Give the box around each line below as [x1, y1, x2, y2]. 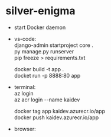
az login [14, 90, 34, 97]
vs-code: [14, 35, 37, 42]
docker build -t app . [14, 65, 64, 72]
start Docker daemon [14, 24, 66, 31]
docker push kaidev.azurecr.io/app [14, 114, 99, 121]
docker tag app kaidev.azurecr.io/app [14, 107, 106, 114]
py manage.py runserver [14, 47, 74, 55]
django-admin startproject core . [14, 42, 94, 49]
